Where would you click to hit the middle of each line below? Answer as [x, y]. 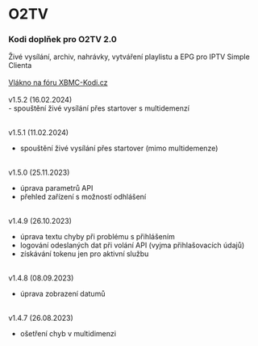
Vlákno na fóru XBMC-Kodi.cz [58, 82]
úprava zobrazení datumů [62, 294]
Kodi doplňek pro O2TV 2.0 [62, 40]
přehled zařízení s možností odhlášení [83, 197]
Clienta [20, 65]
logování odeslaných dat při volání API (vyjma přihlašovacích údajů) [132, 245]
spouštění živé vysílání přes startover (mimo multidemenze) [119, 148]
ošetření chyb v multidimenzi [68, 334]
